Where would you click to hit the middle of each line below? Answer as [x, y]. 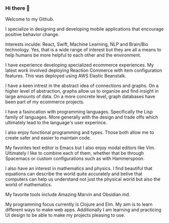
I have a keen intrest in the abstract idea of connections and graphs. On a [82, 86]
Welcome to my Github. [30, 19]
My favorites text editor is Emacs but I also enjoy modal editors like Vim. [80, 148]
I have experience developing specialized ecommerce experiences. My [79, 65]
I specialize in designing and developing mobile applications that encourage [84, 29]
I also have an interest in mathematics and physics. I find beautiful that [79, 169]
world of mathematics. [29, 185]
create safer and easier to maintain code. [48, 138]
